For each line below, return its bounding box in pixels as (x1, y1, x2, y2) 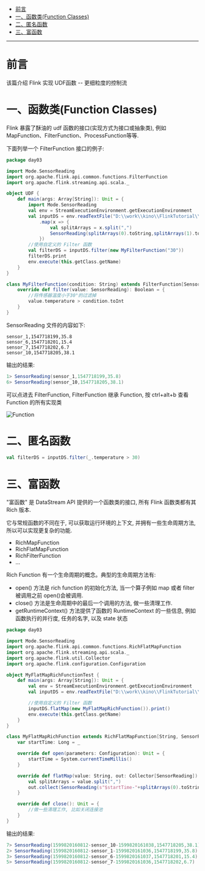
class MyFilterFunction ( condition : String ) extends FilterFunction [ (6, 281, 184, 287)
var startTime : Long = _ (17, 739, 81, 746)
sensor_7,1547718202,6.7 (6, 344, 70, 350)
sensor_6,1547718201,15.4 (6, 339, 72, 345)
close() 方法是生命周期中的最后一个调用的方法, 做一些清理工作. (15, 599, 173, 607)
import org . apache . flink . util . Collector (6, 655, 111, 661)
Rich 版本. (6, 506, 32, 514)
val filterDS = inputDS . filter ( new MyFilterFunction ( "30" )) (28, 247, 184, 254)
